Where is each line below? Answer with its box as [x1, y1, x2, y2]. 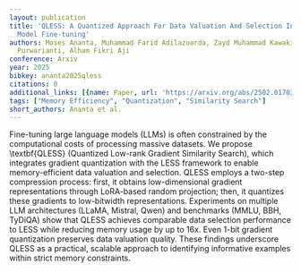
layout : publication [9, 13, 87, 22]
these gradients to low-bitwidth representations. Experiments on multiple [9, 196, 279, 207]
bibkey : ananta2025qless [9, 72, 102, 81]
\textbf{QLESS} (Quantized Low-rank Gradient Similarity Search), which [9, 149, 274, 159]
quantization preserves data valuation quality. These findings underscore [9, 234, 279, 244]
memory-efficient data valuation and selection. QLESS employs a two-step [9, 167, 285, 178]
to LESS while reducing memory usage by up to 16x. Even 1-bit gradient [9, 225, 273, 235]
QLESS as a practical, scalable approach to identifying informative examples [9, 243, 291, 254]
